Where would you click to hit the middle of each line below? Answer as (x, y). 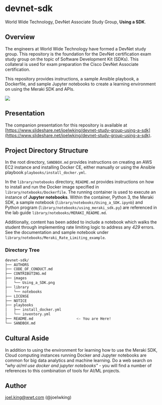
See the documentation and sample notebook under (57, 233)
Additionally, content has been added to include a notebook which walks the (81, 222)
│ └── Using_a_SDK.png (30, 283)
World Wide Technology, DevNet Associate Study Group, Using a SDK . (75, 22)
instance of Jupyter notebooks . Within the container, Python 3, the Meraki (79, 197)
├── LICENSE (17, 296)
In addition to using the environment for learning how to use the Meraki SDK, (81, 350)
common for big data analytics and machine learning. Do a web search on (79, 360)
